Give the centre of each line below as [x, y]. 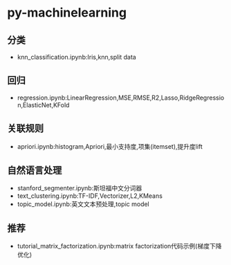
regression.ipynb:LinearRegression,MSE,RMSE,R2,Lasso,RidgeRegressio [121, 98]
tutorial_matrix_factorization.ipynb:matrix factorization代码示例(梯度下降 [119, 246]
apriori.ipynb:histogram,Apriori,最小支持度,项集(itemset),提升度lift [110, 146]
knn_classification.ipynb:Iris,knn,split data [76, 57]
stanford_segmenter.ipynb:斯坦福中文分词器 [80, 188]
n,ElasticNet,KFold [43, 104]
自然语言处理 [35, 171]
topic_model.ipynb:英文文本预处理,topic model [83, 204]
